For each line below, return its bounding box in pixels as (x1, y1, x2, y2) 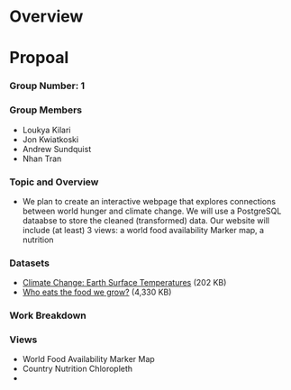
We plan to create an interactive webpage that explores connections (22, 195, 277, 206)
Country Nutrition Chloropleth (22, 363, 133, 375)
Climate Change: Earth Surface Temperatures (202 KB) (22, 277, 227, 288)
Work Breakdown (9, 309, 87, 322)
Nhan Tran (22, 153, 62, 164)
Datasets (9, 257, 50, 269)
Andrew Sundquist (22, 143, 92, 154)
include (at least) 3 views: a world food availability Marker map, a (22, 224, 264, 235)
